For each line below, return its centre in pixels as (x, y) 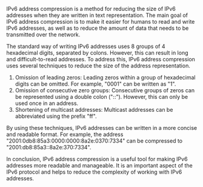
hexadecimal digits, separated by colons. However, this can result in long (97, 53)
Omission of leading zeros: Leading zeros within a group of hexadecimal (105, 77)
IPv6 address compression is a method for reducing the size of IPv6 (91, 9)
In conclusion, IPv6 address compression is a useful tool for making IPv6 (97, 159)
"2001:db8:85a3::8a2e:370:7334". (49, 147)
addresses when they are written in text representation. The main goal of (97, 15)
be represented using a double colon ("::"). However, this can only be (101, 97)
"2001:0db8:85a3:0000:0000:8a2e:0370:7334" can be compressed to (95, 141)
